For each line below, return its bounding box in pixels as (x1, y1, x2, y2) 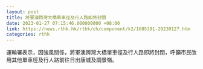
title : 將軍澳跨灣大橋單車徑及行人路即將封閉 (6, 15, 107, 21)
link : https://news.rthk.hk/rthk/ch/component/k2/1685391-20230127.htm (6, 25, 190, 32)
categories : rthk (6, 31, 50, 38)
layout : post (6, 8, 39, 15)
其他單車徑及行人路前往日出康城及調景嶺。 (11, 56, 118, 64)
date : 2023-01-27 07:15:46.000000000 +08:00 (6, 20, 120, 26)
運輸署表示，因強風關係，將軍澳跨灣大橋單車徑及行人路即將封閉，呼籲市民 (6, 49, 192, 56)
